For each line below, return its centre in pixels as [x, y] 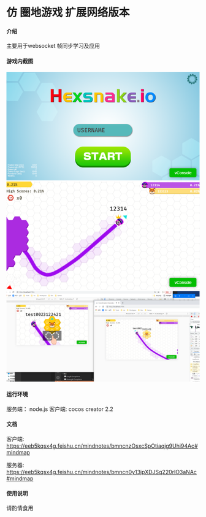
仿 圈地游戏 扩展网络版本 [68, 13]
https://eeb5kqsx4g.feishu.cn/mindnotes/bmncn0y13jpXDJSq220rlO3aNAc [102, 472]
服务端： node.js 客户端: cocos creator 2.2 [60, 409]
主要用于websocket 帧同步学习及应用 [53, 46]
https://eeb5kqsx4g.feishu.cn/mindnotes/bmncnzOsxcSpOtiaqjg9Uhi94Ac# [102, 446]
